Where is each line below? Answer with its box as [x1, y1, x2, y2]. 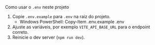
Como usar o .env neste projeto [5, 4, 69, 10]
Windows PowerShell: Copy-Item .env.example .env [19, 19, 124, 24]
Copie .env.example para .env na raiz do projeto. [12, 14, 111, 19]
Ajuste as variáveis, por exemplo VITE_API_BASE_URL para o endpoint [12, 24, 150, 30]
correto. [12, 29, 29, 35]
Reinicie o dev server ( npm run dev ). [12, 34, 85, 40]
